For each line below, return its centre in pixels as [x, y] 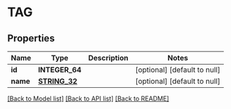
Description [108, 58]
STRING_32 [58, 81]
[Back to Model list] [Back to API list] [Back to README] [88, 98]
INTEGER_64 [60, 70]
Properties [31, 38]
